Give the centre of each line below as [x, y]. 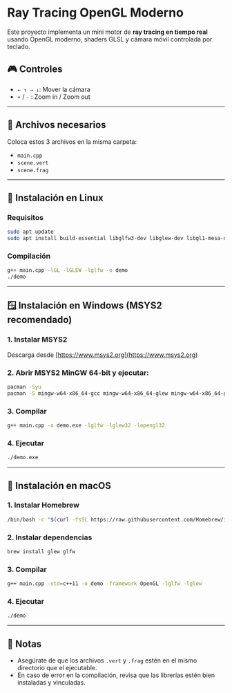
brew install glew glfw [41, 551]
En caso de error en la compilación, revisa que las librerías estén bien [116, 675]
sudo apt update [30, 232]
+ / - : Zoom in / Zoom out [54, 96]
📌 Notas [25, 644]
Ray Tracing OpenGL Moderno [96, 13]
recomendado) [40, 320]
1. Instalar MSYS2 [37, 340]
